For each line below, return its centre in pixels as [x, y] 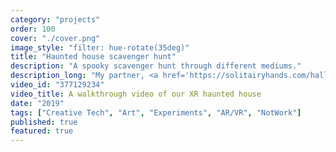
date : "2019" [37, 103]
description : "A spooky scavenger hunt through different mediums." [156, 66]
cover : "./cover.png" [55, 38]
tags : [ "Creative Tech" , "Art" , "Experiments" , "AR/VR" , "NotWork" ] [156, 112]
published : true [44, 122]
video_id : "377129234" [57, 85]
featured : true [42, 131]
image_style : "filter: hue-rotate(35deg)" [100, 47]
